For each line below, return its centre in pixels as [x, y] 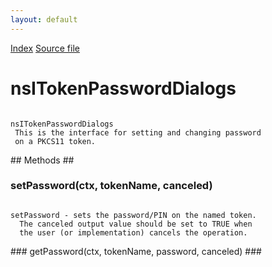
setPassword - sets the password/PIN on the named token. [133, 215]
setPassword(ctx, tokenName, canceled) [111, 186]
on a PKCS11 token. [55, 141]
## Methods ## [42, 160]
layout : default [44, 19]
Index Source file [45, 48]
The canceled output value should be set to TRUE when [136, 224]
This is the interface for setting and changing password [138, 132]
